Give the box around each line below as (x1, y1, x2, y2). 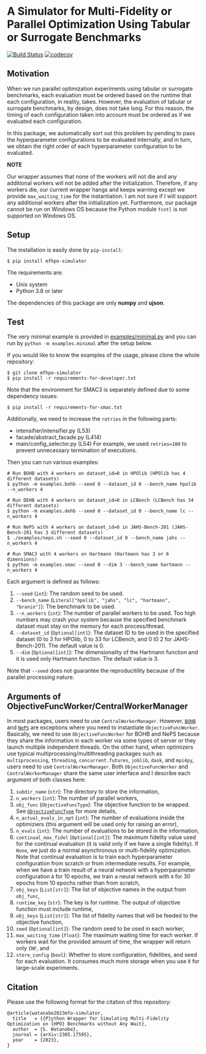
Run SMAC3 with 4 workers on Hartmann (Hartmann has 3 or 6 (12, 551, 169, 557)
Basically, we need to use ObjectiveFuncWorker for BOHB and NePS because (7, 730, 200, 738)
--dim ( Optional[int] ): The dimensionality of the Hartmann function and (15, 649, 199, 656)
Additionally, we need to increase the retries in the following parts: (7, 415, 177, 423)
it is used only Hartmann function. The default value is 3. (15, 655, 159, 663)
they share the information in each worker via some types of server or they (7, 737, 196, 744)
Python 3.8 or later (15, 287, 63, 294)
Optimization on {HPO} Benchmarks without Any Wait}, (7, 1021, 148, 1027)
